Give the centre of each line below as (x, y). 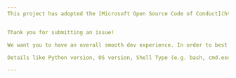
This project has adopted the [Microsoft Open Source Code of (100, 14)
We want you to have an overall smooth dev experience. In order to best (118, 45)
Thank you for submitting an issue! (61, 32)
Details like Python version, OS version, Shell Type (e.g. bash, (106, 57)
